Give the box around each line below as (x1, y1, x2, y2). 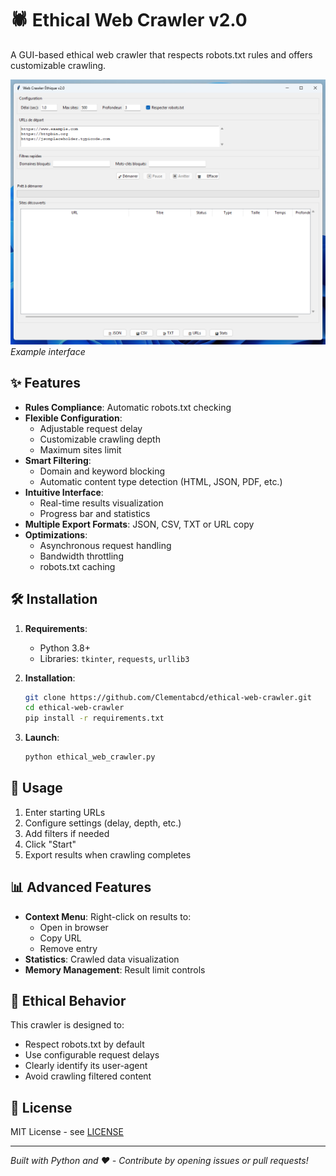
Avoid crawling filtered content (24, 1070, 152, 1082)
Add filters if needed (24, 827, 110, 839)
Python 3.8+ (39, 642, 92, 654)
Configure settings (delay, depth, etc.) (24, 817, 182, 829)
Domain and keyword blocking (39, 465, 166, 477)
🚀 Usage (10, 780, 63, 797)
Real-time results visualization (39, 497, 164, 509)
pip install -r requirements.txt (24, 713, 165, 724)
